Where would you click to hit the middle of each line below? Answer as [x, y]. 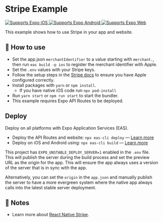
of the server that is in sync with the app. [46, 168]
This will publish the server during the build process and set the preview [77, 157]
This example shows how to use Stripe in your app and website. [69, 32]
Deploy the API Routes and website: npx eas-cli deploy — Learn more [83, 137]
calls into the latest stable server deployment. [51, 187]
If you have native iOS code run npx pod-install [68, 90]
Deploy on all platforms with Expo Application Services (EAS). [67, 128]
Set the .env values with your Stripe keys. [54, 69]
